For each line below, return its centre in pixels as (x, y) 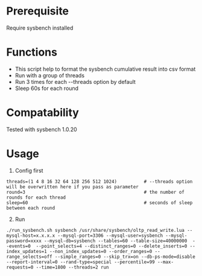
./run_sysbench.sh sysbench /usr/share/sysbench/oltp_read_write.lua (96, 230)
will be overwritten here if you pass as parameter (72, 187)
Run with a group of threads (50, 75)
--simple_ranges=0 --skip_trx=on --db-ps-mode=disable (125, 257)
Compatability (43, 113)
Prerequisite (38, 11)
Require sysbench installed (40, 28)
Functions (32, 52)
